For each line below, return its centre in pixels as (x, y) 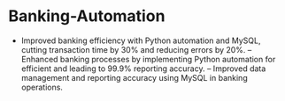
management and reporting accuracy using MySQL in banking (135, 77)
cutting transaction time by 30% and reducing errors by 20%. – (136, 49)
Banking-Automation (87, 16)
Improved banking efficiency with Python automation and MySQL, (141, 40)
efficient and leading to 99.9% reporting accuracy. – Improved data (143, 69)
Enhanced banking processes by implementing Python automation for (148, 59)
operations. (42, 87)
